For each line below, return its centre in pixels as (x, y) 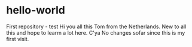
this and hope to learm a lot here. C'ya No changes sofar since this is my (96, 32)
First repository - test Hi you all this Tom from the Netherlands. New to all (96, 26)
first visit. (18, 39)
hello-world (36, 10)
